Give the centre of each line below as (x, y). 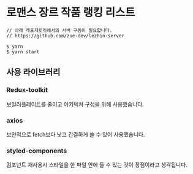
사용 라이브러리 (33, 72)
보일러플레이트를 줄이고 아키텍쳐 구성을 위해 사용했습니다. (75, 104)
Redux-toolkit (27, 90)
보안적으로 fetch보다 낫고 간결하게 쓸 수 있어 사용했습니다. (76, 134)
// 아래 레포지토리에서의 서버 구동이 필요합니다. (59, 30)
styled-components (37, 151)
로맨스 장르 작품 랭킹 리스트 (71, 13)
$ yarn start (23, 52)
